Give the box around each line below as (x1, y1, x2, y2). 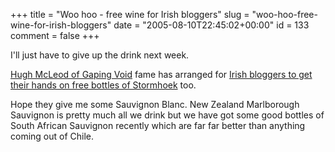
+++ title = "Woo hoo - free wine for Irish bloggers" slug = (10, 9, 250, 20)
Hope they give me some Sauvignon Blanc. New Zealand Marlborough (10, 99, 300, 110)
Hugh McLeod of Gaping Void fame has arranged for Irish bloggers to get (10, 69, 313, 80)
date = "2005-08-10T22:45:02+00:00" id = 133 (113, 19, 310, 31)
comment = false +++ (10, 30, 100, 41)
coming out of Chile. (10, 130, 95, 142)
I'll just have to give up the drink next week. (10, 49, 190, 61)
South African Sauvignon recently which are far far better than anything (10, 120, 306, 131)
